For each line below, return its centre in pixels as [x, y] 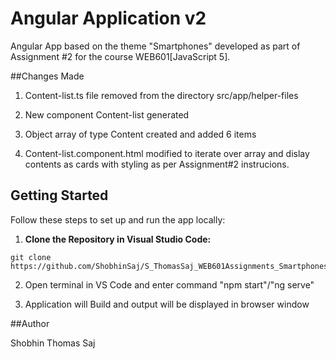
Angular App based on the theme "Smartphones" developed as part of [155, 46]
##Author [30, 323]
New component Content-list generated [107, 114]
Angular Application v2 [108, 18]
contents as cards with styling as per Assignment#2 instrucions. [157, 164]
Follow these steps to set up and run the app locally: [118, 219]
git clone [31, 257]
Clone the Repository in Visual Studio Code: [118, 239]
